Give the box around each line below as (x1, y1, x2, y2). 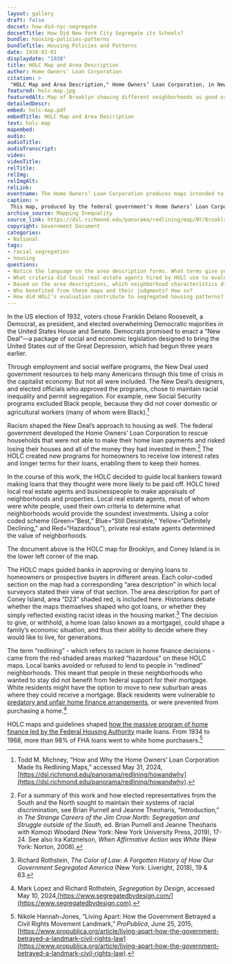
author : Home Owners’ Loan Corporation (7, 68, 122, 75)
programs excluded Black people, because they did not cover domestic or (7, 400, 217, 408)
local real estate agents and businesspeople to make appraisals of (7, 488, 195, 496)
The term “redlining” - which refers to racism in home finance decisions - (7, 647, 215, 655)
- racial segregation (7, 249, 70, 256)
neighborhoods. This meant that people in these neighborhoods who (7, 669, 203, 677)
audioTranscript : (7, 145, 57, 152)
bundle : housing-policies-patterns (7, 36, 110, 43)
